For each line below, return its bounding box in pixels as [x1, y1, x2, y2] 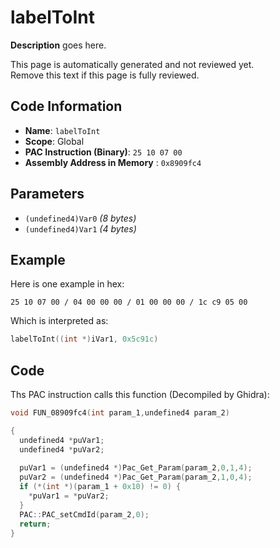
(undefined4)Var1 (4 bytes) [24, 222, 137, 235]
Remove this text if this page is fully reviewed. [10, 69, 200, 81]
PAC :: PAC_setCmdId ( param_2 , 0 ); [19, 509, 150, 520]
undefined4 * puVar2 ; [19, 444, 105, 455]
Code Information [10, 98, 123, 115]
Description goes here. [10, 39, 107, 51]
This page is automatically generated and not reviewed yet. [10, 58, 255, 70]
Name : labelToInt [24, 124, 101, 136]
